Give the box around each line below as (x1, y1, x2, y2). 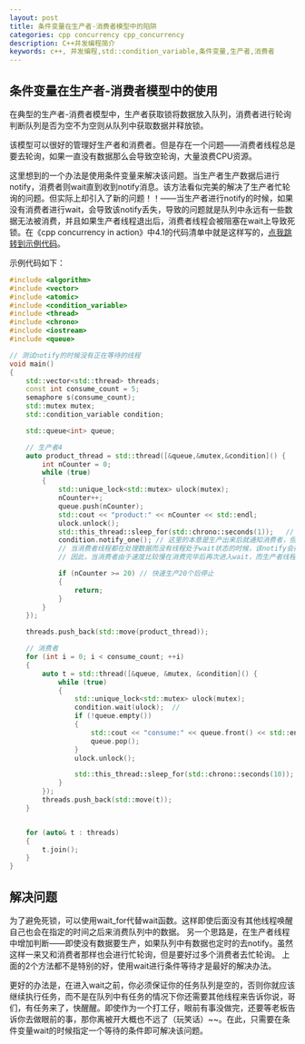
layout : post (9, 13, 59, 23)
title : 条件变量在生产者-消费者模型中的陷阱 (9, 22, 157, 31)
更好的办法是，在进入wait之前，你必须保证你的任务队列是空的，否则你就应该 (9, 980, 296, 990)
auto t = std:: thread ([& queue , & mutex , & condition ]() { (42, 669, 258, 678)
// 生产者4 (25, 442, 63, 452)
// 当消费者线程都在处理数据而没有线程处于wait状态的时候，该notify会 (57, 544, 294, 554)
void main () (9, 359, 54, 369)
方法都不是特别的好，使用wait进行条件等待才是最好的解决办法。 (37, 960, 277, 971)
